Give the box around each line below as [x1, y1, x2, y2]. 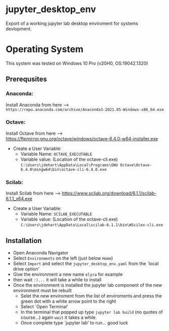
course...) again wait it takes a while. [20, 314, 97, 320]
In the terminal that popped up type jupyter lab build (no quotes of [20, 309, 163, 315]
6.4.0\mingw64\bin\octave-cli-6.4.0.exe [20, 167, 107, 172]
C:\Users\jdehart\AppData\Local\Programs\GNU [20, 162, 118, 168]
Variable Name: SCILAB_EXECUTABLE [20, 211, 92, 217]
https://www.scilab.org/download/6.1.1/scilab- [62, 190, 157, 196]
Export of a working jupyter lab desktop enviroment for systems [6, 20, 138, 26]
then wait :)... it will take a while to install [13, 276, 101, 282]
